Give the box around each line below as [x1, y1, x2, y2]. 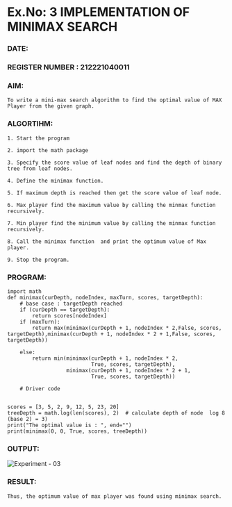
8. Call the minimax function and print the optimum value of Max [7, 238, 207, 245]
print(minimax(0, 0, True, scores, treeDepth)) [7, 428, 148, 435]
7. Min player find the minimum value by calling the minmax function [7, 219, 216, 226]
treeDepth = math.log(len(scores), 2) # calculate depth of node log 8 [7, 409, 226, 417]
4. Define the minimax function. [7, 177, 104, 184]
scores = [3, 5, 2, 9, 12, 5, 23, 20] [7, 404, 119, 410]
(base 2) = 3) [7, 415, 49, 422]
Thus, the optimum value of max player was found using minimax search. [7, 492, 222, 500]
